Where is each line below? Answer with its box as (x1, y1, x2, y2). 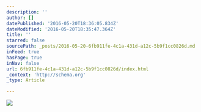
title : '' (6, 32, 32, 38)
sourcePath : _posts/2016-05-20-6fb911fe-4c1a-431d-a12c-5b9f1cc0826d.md (6, 43, 196, 50)
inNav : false (6, 60, 40, 66)
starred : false (6, 37, 45, 43)
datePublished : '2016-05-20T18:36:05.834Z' (6, 20, 119, 26)
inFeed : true (6, 49, 40, 55)
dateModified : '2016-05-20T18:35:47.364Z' (6, 26, 116, 32)
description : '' (6, 9, 48, 15)
